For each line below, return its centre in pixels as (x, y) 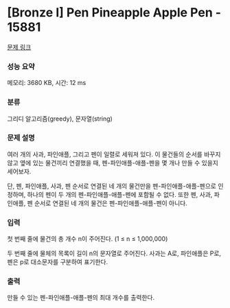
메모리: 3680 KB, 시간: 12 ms (47, 83)
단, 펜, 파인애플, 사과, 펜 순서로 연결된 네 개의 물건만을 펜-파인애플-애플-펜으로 (112, 186)
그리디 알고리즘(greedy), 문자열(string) (60, 119)
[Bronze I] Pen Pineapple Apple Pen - (114, 13)
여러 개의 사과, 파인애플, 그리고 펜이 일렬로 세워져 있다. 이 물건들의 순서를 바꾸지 (114, 154)
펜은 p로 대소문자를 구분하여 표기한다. (58, 262)
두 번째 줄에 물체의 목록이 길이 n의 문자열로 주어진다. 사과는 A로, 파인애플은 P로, (114, 253)
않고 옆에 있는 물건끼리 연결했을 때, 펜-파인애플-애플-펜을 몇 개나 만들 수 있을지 (113, 163)
